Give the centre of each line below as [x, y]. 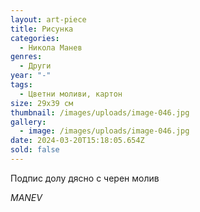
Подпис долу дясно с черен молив [85, 178]
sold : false [35, 150]
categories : [35, 38]
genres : [26, 57]
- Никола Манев [51, 47]
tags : [21, 85]
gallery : [28, 122]
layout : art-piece [48, 19]
